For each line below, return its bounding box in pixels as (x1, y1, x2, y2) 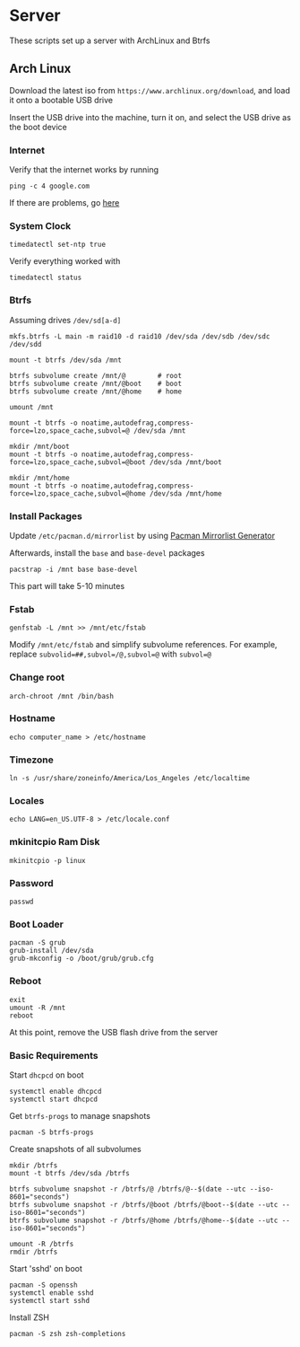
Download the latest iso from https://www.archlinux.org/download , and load (9, 84, 291, 95)
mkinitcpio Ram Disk (9, 836, 100, 849)
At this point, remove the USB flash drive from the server (9, 1026, 219, 1037)
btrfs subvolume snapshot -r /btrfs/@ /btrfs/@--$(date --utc (9, 1184, 246, 1193)
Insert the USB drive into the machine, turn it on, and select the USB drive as (9, 111, 291, 122)
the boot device (9, 121, 67, 132)
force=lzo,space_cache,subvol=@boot (9, 457, 146, 467)
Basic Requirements (9, 1049, 99, 1061)
